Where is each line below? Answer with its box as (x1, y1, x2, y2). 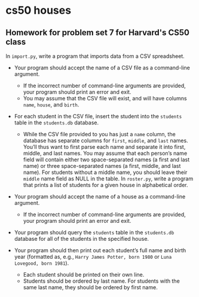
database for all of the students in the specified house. (14, 235, 149, 242)
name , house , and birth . (23, 101, 79, 108)
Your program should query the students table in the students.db (14, 229, 174, 236)
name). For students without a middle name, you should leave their (23, 169, 188, 176)
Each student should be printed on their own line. (23, 271, 145, 278)
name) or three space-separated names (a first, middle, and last (23, 163, 181, 169)
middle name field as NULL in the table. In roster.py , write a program (23, 175, 194, 182)
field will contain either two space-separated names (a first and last (23, 156, 190, 163)
